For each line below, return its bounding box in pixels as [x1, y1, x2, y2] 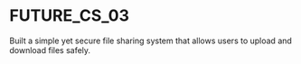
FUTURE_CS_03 [9, 5, 129, 26]
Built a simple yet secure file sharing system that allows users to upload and [9, 35, 292, 46]
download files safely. [9, 44, 91, 55]
